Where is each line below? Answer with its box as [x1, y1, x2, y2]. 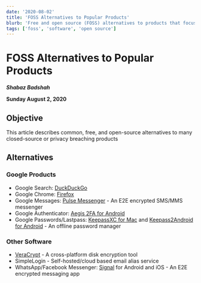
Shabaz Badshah [6, 84, 50, 91]
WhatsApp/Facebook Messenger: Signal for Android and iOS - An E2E [14, 263, 188, 270]
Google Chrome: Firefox [14, 190, 74, 198]
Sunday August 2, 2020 [6, 95, 67, 103]
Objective [6, 113, 44, 123]
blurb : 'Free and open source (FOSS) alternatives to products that [6, 20, 181, 26]
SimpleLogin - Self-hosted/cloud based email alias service [14, 257, 159, 264]
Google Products [6, 170, 56, 179]
